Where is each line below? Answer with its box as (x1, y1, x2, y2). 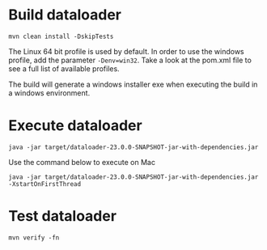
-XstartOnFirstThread (8, 180, 82, 188)
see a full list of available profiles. (8, 63, 120, 74)
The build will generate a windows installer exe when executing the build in (8, 79, 258, 89)
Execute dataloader (8, 117, 143, 135)
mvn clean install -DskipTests (8, 32, 114, 40)
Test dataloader (8, 207, 117, 226)
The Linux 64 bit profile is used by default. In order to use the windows (8, 46, 244, 56)
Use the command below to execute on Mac (8, 157, 156, 167)
